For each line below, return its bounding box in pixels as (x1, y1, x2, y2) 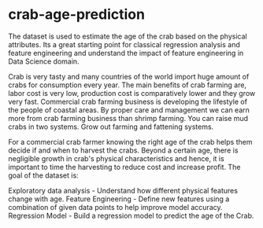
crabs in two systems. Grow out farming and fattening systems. (8, 122, 214, 131)
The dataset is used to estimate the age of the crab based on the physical (8, 31, 247, 41)
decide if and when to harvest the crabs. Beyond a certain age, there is (8, 145, 239, 155)
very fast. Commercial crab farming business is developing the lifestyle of (8, 97, 248, 106)
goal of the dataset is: (8, 171, 79, 180)
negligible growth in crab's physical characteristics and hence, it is (8, 153, 224, 163)
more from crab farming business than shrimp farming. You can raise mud (8, 113, 249, 123)
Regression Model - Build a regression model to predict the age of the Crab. (8, 211, 254, 220)
